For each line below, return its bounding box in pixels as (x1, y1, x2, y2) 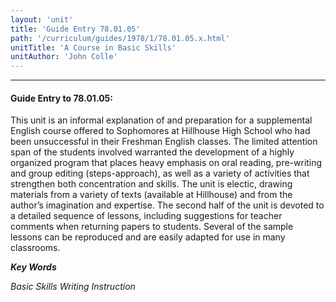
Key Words (10, 261, 57, 273)
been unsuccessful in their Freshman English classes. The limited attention (10, 136, 318, 148)
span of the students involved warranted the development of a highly (10, 146, 295, 158)
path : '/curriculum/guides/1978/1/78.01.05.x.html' (10, 33, 230, 43)
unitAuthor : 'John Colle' (10, 52, 118, 62)
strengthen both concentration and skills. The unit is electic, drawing (10, 178, 293, 190)
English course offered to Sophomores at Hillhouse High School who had (10, 125, 311, 137)
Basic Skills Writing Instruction (10, 281, 136, 293)
